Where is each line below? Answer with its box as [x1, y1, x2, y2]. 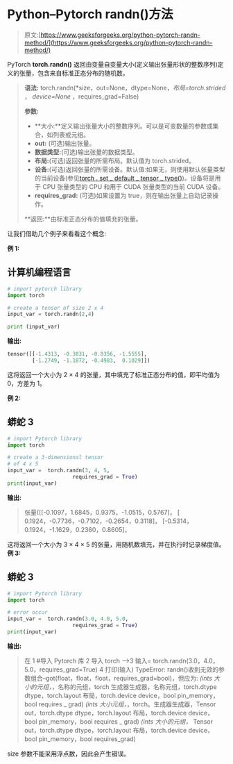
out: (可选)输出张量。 [34, 139, 96, 147]
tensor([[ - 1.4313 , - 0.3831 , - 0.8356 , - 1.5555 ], [7, 351, 148, 358]
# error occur [7, 609, 49, 616]
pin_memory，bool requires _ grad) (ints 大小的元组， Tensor [38, 717, 214, 726]
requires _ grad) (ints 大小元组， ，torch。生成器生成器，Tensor [38, 699, 216, 708]
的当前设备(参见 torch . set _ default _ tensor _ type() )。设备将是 [34, 174, 215, 182]
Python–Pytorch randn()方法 [7, 6, 173, 22]
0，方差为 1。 [7, 379, 46, 388]
